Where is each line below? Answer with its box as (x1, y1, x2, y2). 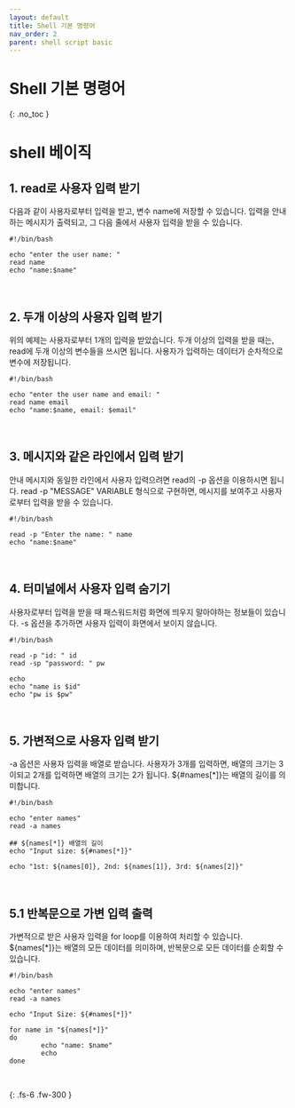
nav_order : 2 (9, 29, 58, 38)
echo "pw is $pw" (9, 690, 74, 698)
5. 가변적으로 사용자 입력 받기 (9, 734, 159, 749)
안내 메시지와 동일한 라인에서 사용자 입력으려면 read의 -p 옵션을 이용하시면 (9, 474, 268, 485)
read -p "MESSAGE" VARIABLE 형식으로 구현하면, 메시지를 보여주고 (20, 485, 259, 496)
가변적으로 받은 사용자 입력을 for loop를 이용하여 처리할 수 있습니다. (9, 931, 244, 942)
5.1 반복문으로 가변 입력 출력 (9, 905, 153, 921)
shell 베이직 (9, 143, 92, 163)
